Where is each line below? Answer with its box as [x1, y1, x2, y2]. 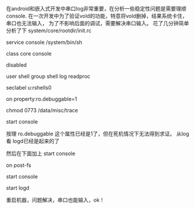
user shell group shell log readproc [6, 73, 91, 80]
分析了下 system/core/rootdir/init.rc [6, 27, 92, 34]
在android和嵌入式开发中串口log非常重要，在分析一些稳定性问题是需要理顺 [6, 5, 187, 12]
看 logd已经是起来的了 [6, 138, 60, 145]
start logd [6, 184, 29, 191]
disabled [6, 61, 27, 68]
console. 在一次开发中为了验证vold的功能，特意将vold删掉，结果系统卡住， [6, 12, 188, 19]
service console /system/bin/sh [6, 39, 82, 46]
